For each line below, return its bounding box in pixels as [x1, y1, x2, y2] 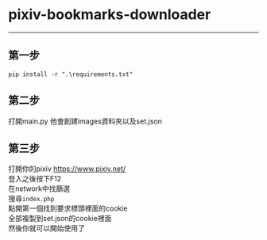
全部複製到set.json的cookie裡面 [8, 214, 112, 223]
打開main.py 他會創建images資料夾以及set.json [8, 116, 163, 126]
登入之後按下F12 [8, 174, 62, 184]
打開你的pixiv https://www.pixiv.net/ [8, 164, 126, 173]
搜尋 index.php [8, 194, 55, 204]
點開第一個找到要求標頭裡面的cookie [8, 204, 129, 213]
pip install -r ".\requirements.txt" [8, 70, 133, 78]
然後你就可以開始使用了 [8, 223, 85, 233]
